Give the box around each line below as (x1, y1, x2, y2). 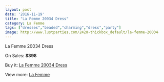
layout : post (5, 7, 32, 12)
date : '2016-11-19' (5, 12, 45, 17)
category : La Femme (5, 20, 45, 26)
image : (5, 30, 19, 35)
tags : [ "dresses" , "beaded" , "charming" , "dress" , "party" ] (5, 25, 121, 30)
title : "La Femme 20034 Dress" (5, 16, 69, 21)
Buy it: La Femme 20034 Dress (5, 62, 67, 68)
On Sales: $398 (5, 53, 37, 59)
